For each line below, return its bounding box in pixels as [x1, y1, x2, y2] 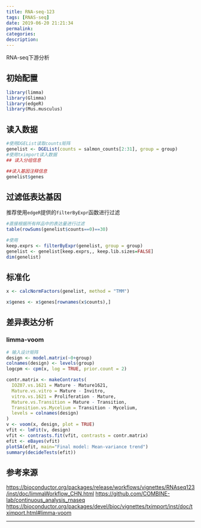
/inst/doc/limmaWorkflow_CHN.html [6, 490, 95, 497]
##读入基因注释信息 [6, 168, 48, 174]
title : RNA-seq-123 [6, 8, 55, 15]
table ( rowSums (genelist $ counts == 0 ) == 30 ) [6, 226, 109, 233]
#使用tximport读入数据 [6, 151, 57, 158]
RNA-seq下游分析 [6, 54, 50, 61]
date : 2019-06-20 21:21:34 [6, 20, 74, 26]
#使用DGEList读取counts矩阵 [6, 140, 71, 147]
